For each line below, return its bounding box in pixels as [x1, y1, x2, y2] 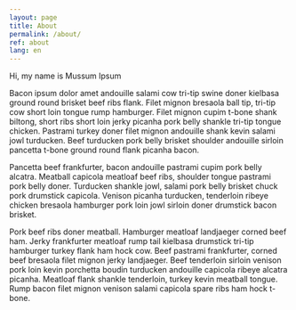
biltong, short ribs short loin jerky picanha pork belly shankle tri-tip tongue [9, 117, 282, 127]
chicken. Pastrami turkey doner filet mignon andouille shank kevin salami [9, 126, 276, 136]
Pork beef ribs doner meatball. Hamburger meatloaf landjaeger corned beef [9, 226, 287, 237]
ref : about [9, 37, 50, 47]
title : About [9, 21, 58, 30]
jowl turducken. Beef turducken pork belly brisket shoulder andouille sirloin [9, 135, 284, 146]
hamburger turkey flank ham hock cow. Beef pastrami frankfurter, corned [9, 246, 278, 257]
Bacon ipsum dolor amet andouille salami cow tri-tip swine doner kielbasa [9, 88, 280, 99]
